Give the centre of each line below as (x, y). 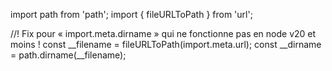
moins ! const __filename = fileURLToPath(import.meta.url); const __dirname (166, 44)
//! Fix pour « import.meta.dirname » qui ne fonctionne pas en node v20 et (163, 33)
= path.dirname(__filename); (68, 55)
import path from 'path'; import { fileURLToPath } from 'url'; (131, 14)
